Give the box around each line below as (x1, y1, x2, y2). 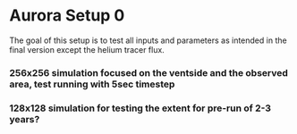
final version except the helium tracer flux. (9, 44, 165, 54)
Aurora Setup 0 (9, 5, 125, 26)
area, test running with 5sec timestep (9, 78, 175, 90)
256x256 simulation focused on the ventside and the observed (9, 66, 289, 79)
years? (9, 113, 40, 125)
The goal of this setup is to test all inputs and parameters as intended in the (9, 35, 288, 46)
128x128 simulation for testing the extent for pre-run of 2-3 (9, 102, 271, 114)
